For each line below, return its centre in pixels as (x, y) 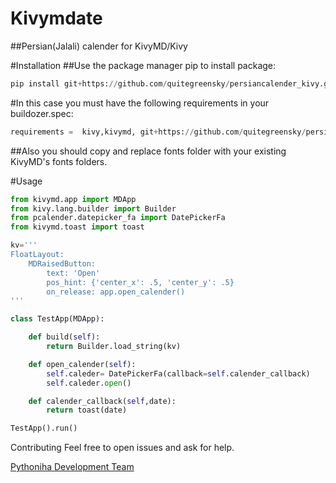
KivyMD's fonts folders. (59, 161)
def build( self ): (64, 337)
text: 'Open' (73, 273)
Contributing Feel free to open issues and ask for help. (122, 448)
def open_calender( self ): (82, 364)
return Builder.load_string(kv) (114, 347)
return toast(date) (87, 410)
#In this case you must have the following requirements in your (140, 103)
